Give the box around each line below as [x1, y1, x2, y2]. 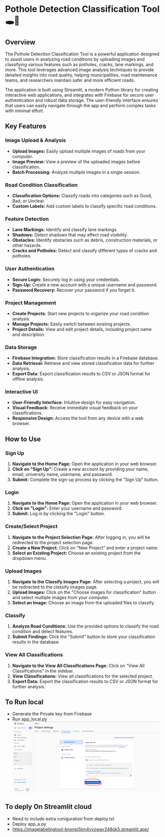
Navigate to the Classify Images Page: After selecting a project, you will [12, 579, 160, 585]
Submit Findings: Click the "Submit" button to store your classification [12, 634, 156, 640]
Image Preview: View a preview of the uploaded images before [12, 159, 140, 164]
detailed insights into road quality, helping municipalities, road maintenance [5, 72, 158, 78]
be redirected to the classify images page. [12, 584, 98, 590]
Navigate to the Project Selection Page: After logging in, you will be [12, 534, 151, 540]
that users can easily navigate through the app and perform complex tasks [5, 103, 156, 108]
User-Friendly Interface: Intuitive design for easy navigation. [12, 399, 136, 405]
